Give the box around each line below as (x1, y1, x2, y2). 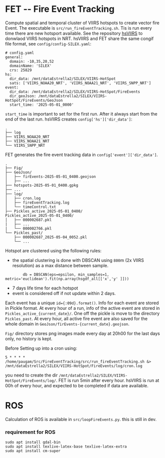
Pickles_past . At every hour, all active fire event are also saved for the (5, 315, 148, 322)
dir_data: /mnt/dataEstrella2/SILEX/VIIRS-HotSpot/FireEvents (9, 89, 140, 94)
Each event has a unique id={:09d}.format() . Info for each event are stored (5, 300, 159, 306)
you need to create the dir (5, 372, 58, 378)
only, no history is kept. (5, 335, 53, 341)
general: (5, 54, 23, 60)
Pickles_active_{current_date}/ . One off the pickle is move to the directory (5, 310, 160, 316)
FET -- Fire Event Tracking (5, 3, 115, 15)
